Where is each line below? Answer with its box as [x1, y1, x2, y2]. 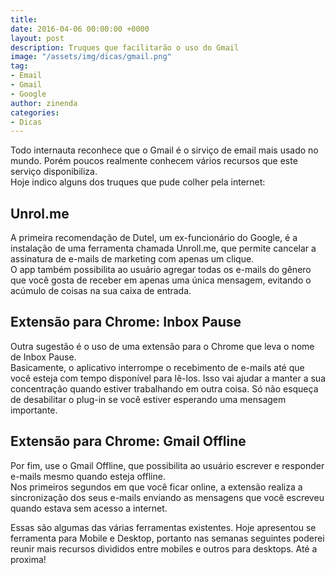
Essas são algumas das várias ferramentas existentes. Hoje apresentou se [10, 521, 317, 533]
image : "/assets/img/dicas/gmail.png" [10, 52, 172, 62]
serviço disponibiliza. [10, 166, 98, 178]
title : [10, 14, 38, 25]
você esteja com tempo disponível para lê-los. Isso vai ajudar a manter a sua [10, 372, 327, 384]
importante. [10, 404, 58, 416]
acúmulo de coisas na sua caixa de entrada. [10, 285, 192, 297]
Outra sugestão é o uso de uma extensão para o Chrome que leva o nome [10, 340, 315, 352]
